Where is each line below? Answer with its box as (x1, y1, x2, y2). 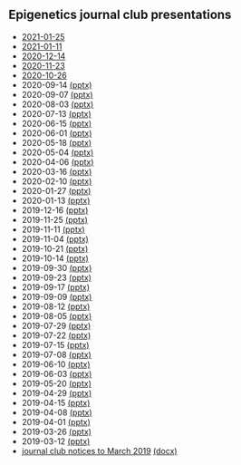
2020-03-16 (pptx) (21, 166, 92, 177)
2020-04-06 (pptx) (21, 156, 94, 167)
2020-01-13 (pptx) (21, 195, 91, 206)
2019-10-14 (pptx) (21, 253, 90, 264)
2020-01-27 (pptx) (21, 185, 92, 196)
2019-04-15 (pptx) (21, 397, 91, 408)
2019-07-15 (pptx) (21, 339, 90, 350)
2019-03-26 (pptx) (21, 426, 92, 437)
